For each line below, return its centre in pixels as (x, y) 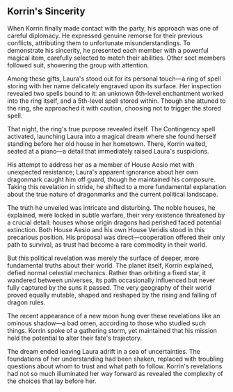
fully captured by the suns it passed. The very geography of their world (110, 287)
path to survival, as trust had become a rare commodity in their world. (107, 244)
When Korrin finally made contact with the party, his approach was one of (113, 28)
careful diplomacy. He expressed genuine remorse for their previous (105, 35)
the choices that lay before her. (52, 381)
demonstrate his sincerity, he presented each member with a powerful (108, 50)
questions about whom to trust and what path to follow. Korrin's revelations (115, 366)
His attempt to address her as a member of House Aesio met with (101, 164)
